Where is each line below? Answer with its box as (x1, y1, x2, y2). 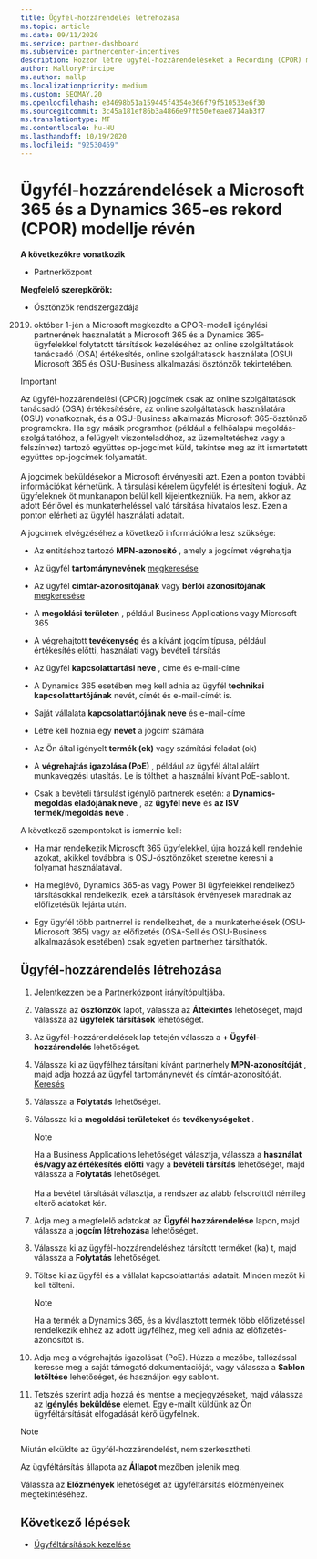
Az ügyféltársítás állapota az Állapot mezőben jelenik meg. (20, 1461, 241, 1472)
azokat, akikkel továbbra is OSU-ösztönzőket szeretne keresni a (33, 852, 274, 862)
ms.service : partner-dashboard (20, 38, 139, 48)
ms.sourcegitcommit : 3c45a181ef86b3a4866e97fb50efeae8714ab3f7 (20, 107, 266, 116)
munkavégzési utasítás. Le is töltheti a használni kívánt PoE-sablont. (33, 769, 291, 780)
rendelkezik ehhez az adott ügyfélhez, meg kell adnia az (33, 1324, 245, 1336)
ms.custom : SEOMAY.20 (20, 89, 103, 98)
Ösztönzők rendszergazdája (33, 302, 140, 313)
